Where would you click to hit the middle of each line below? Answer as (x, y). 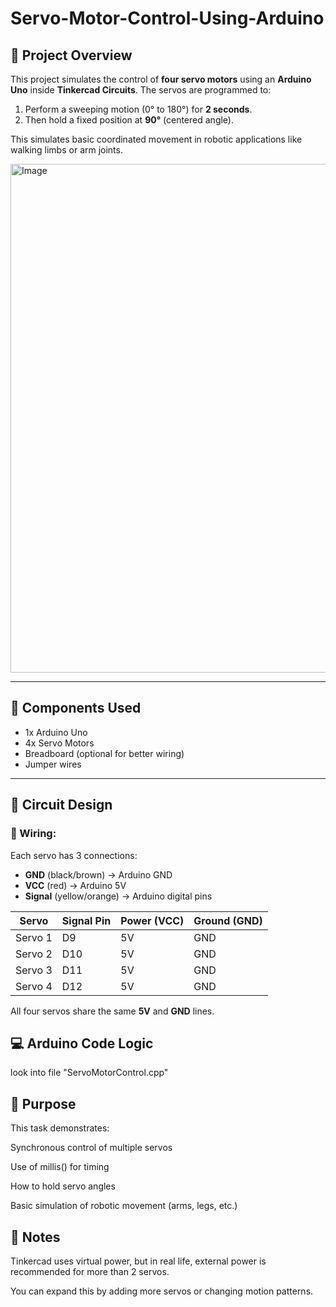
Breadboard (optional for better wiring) (104, 753)
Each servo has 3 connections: (74, 855)
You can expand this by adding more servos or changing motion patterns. (162, 1291)
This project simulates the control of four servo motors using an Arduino (161, 79)
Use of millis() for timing (60, 1167)
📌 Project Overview (71, 55)
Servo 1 (34, 937)
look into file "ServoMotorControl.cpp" (89, 1073)
